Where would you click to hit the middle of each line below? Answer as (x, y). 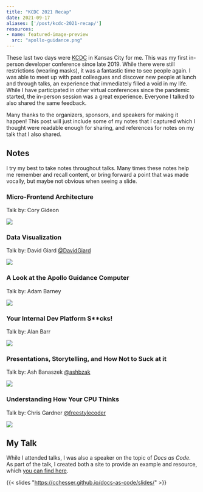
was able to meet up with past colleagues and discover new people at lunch (101, 77)
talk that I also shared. (34, 134)
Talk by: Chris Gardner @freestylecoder (56, 413)
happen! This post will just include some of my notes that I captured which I (101, 121)
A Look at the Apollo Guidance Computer (68, 278)
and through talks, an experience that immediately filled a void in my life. (97, 84)
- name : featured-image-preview (47, 35)
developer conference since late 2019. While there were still (100, 64)
